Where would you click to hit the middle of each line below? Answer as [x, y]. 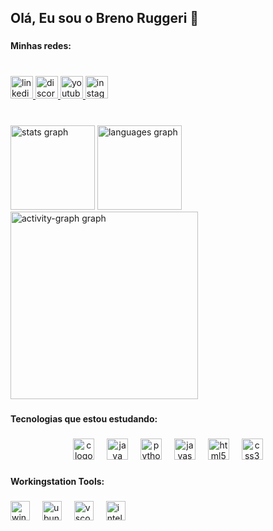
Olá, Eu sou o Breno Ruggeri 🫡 [105, 18]
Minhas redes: [41, 46]
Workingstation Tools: [57, 481]
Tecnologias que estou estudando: [84, 419]
